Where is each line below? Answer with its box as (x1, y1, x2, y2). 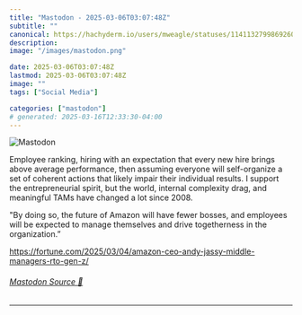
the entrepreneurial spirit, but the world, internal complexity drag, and (9, 183, 268, 194)
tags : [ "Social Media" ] (9, 87, 99, 97)
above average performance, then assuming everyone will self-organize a (9, 163, 283, 175)
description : (9, 38, 58, 48)
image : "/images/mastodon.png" (9, 47, 127, 56)
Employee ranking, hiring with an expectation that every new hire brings (9, 154, 276, 165)
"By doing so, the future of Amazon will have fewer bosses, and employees (9, 210, 288, 221)
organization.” (9, 229, 61, 240)
